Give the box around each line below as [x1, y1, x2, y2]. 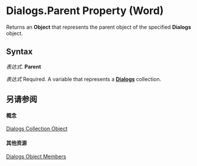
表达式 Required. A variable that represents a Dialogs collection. [6, 75, 162, 83]
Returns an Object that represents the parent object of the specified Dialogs [6, 23, 191, 31]
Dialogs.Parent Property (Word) [6, 4, 164, 18]
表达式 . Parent [6, 63, 41, 70]
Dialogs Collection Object [6, 125, 68, 133]
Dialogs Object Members [6, 153, 66, 160]
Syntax [6, 47, 33, 57]
